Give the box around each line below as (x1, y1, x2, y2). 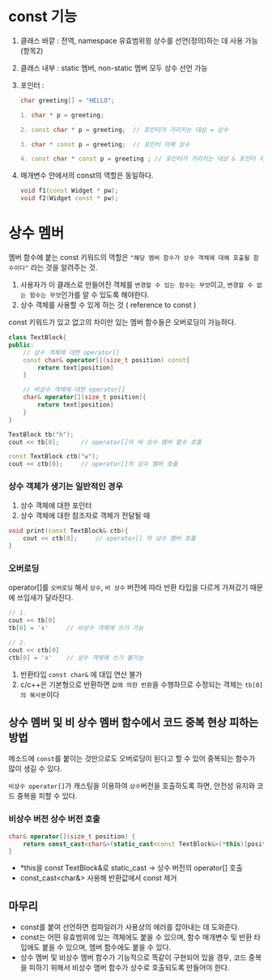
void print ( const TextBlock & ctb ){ (8, 527, 129, 535)
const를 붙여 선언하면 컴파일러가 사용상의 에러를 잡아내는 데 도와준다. (19, 922, 240, 932)
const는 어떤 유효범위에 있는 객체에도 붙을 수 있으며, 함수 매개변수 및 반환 (19, 932, 253, 942)
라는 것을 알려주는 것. (30, 262, 98, 272)
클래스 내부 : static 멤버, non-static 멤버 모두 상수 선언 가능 (19, 62, 208, 73)
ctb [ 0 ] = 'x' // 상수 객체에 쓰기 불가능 (8, 654, 144, 662)
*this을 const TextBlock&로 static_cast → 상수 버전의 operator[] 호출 (19, 863, 243, 873)
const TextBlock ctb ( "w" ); (8, 453, 100, 461)
